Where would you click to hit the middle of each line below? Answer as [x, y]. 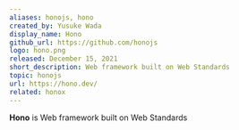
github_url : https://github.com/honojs [84, 42]
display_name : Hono [46, 34]
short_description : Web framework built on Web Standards [119, 68]
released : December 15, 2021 [64, 59]
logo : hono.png [38, 51]
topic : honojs [36, 76]
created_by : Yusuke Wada [55, 26]
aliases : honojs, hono [51, 17]
